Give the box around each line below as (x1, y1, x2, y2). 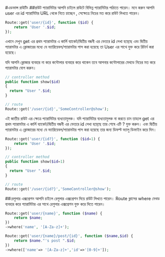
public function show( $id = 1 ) (5, 159, 65, 164)
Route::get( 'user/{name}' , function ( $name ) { (5, 211, 102, 216)
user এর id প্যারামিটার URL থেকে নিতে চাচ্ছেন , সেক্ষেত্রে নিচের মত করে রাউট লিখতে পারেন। (5, 10, 140, 16)
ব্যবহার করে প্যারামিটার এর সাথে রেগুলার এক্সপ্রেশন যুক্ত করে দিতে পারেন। (5, 201, 105, 207)
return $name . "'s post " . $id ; (14, 238, 76, 243)
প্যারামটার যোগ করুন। (5, 65, 36, 71)
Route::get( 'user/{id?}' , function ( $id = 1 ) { (5, 136, 100, 141)
